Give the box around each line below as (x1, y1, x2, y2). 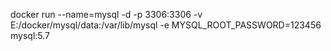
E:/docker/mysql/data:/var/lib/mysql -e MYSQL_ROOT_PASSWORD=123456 (10, 19, 322, 31)
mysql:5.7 (10, 30, 50, 41)
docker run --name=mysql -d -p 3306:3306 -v (10, 9, 203, 20)
